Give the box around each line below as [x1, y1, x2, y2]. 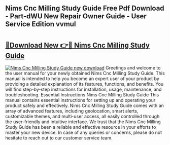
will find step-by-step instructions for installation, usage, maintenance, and [5, 86, 162, 92]
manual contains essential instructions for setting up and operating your [5, 97, 156, 103]
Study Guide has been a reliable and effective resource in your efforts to [5, 124, 156, 130]
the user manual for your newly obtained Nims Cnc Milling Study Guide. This [5, 70, 165, 76]
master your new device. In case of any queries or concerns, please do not [5, 129, 162, 135]
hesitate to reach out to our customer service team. [5, 135, 113, 141]
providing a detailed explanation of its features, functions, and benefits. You [5, 81, 164, 87]
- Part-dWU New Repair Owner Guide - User [5, 12, 147, 21]
